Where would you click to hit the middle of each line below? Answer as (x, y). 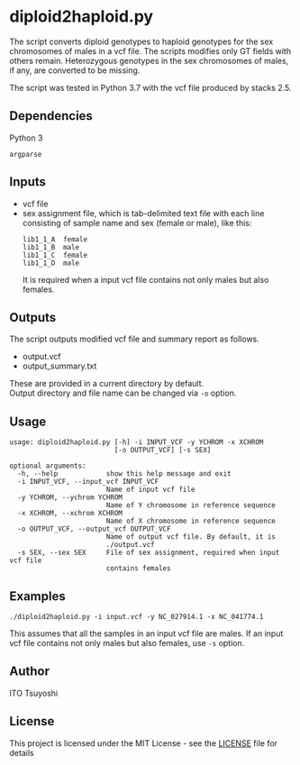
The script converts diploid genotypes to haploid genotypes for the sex (141, 41)
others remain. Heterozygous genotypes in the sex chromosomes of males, (149, 60)
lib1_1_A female (55, 239)
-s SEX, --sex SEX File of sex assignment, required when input (149, 553)
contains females (138, 569)
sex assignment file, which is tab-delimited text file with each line (143, 213)
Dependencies (51, 116)
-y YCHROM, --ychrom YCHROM (70, 497)
